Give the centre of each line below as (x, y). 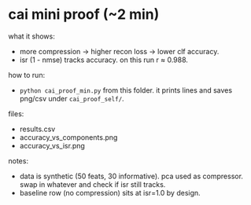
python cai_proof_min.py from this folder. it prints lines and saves (126, 90)
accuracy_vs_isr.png (52, 145)
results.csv (37, 129)
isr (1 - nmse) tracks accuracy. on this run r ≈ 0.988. (104, 60)
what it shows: (31, 36)
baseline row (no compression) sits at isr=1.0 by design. (110, 192)
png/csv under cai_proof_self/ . (72, 98)
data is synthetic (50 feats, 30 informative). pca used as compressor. (131, 176)
